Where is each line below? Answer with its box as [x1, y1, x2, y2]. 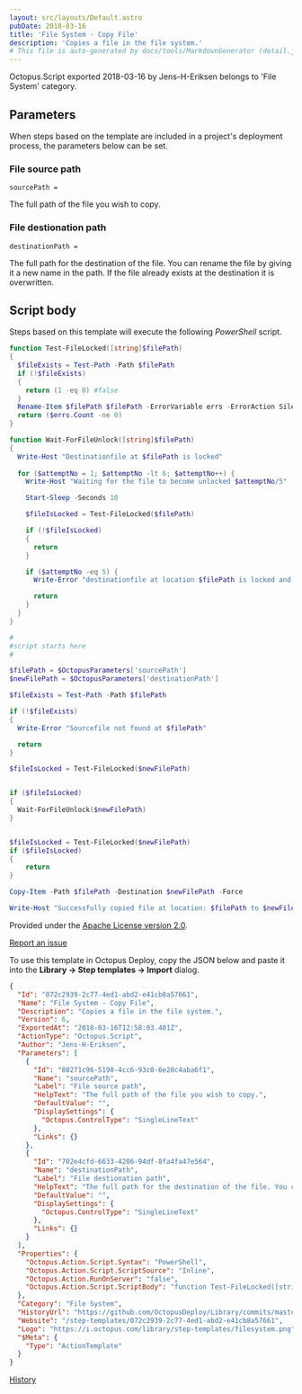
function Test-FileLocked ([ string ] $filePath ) [9, 344, 182, 353]
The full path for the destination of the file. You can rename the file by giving [9, 257, 292, 268]
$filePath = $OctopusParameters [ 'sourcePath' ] [9, 666, 187, 675]
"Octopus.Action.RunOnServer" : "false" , [25, 1274, 179, 1283]
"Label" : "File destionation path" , [32, 1175, 171, 1184]
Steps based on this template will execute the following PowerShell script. [9, 326, 282, 337]
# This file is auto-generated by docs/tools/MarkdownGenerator [9, 47, 255, 56]
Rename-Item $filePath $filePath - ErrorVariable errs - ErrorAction [17, 402, 276, 412]
